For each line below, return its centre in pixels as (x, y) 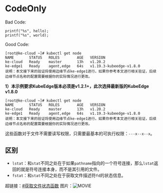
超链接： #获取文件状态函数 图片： (39, 186)
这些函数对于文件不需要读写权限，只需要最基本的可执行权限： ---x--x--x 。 (80, 133)
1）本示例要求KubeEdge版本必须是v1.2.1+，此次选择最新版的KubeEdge (77, 86)
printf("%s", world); (27, 35)
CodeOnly (26, 9)
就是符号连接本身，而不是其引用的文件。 (61, 169)
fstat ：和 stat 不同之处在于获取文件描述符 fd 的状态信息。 (69, 175)
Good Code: (17, 44)
